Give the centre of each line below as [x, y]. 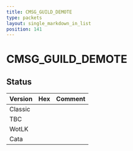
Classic [20, 109]
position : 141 [24, 29]
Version [21, 99]
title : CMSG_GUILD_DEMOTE [39, 12]
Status [19, 82]
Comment [70, 99]
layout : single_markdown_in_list [49, 23]
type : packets [24, 18]
